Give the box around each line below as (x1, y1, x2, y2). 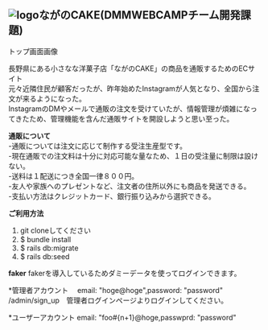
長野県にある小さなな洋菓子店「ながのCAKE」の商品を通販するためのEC (8, 64, 249, 73)
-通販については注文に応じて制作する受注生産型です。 (8, 141, 188, 151)
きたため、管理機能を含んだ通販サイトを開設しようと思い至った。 (14, 113, 234, 123)
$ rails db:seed (19, 251, 70, 261)
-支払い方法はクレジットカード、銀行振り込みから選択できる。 (8, 191, 216, 200)
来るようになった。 (22, 93, 86, 103)
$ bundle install (19, 234, 72, 244)
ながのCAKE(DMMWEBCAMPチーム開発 (39, 8, 241, 23)
